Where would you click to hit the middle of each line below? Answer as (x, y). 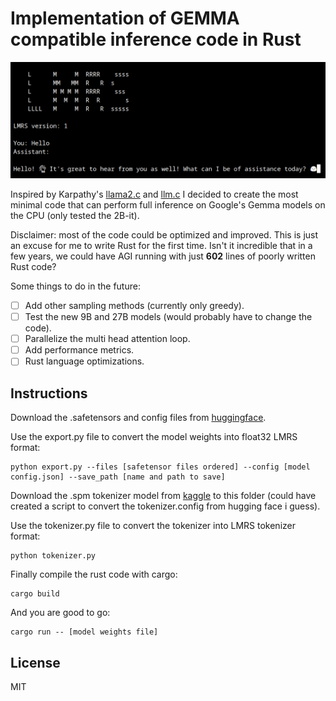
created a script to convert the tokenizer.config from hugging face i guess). (165, 506)
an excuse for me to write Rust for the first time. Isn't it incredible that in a (161, 245)
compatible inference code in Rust (156, 39)
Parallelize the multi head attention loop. (107, 339)
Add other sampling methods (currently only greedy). (134, 305)
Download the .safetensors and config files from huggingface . (138, 418)
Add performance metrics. (79, 350)
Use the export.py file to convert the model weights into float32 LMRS (154, 437)
